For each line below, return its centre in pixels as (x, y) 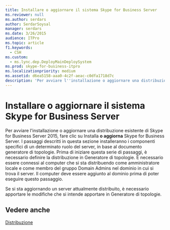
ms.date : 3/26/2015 (26, 33)
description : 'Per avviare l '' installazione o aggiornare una (72, 81)
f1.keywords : (19, 48)
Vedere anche (28, 210)
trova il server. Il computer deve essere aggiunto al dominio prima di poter (82, 173)
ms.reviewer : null (25, 15)
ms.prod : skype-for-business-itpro (43, 66)
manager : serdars (24, 29)
